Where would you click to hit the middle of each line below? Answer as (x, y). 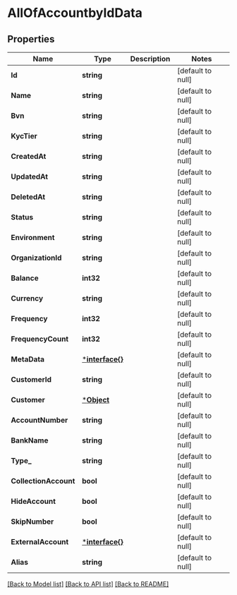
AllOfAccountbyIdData (75, 13)
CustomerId (31, 379)
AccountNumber (39, 420)
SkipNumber (32, 522)
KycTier (24, 136)
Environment (33, 238)
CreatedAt (29, 156)
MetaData (28, 359)
